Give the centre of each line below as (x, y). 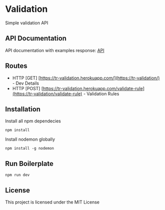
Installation (23, 109)
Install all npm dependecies (33, 121)
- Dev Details (26, 83)
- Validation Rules (101, 94)
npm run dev (17, 175)
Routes (16, 66)
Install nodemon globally (30, 139)
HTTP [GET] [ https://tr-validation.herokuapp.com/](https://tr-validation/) (86, 78)
